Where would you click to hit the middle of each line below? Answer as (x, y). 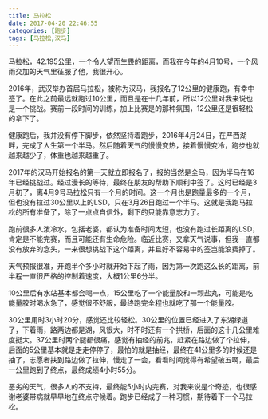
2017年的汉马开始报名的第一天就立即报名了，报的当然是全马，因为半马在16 (132, 172)
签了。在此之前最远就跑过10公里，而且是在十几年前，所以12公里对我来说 (127, 99)
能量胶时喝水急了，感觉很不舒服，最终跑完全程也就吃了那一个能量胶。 (124, 303)
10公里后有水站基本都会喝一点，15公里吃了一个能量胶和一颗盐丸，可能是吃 (131, 293)
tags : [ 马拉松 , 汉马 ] (39, 38)
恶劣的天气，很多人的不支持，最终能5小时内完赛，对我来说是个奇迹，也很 (129, 387)
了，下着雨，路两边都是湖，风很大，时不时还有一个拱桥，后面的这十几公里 (130, 330)
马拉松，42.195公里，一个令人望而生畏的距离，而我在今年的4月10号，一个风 (133, 61)
